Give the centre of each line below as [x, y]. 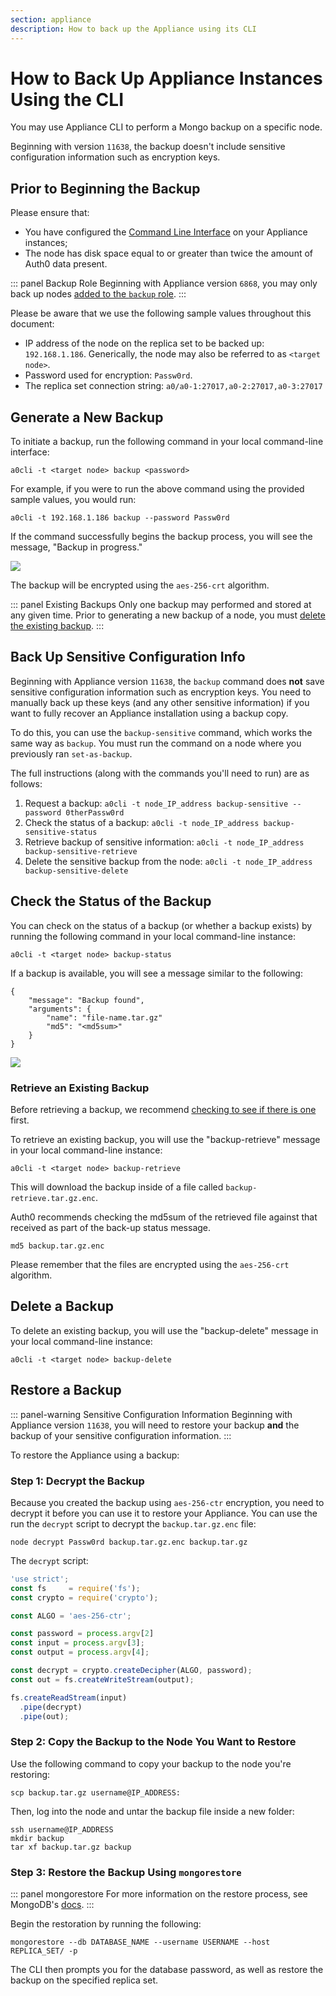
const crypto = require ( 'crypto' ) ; [84, 1597]
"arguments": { [60, 1009]
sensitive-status [61, 832]
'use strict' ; [40, 1579]
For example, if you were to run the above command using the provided [157, 489]
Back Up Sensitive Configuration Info [128, 657]
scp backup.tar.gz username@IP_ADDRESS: [96, 1792]
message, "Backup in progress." [76, 547]
